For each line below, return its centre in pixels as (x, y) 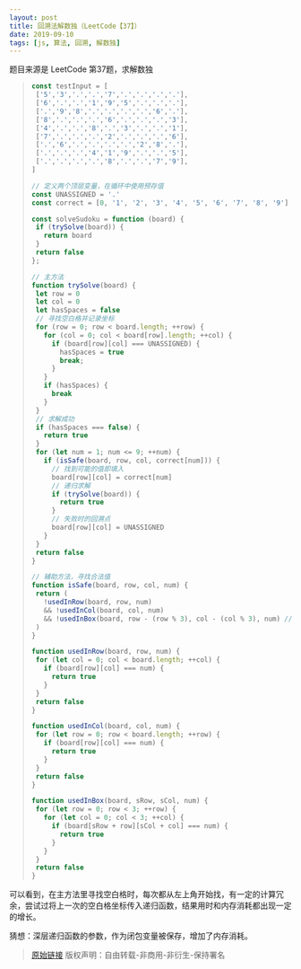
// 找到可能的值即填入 (88, 469)
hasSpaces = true (92, 352)
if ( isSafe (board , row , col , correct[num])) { (132, 461)
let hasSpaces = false (78, 311)
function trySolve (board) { (83, 285)
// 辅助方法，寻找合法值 (71, 577)
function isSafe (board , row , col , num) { (110, 586)
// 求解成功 (55, 418)
